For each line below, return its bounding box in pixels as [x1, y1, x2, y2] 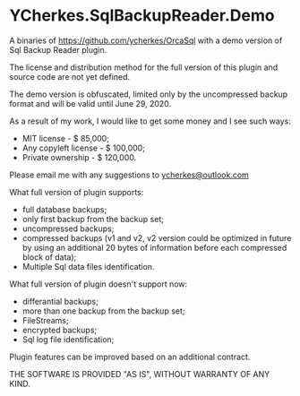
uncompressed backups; [21, 223, 115, 234]
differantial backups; [21, 296, 99, 306]
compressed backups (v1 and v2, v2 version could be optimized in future [21, 232, 292, 243]
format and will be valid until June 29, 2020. [9, 98, 172, 108]
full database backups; [21, 203, 107, 215]
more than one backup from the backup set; [21, 306, 185, 316]
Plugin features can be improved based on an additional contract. [9, 351, 251, 362]
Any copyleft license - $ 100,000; [21, 142, 146, 153]
